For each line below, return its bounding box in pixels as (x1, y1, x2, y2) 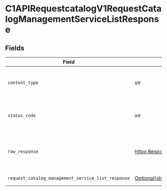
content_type (7, 80, 39, 85)
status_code (7, 113, 36, 118)
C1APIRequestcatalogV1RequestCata (5, 3, 162, 14)
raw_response (7, 149, 39, 154)
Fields (5, 44, 25, 52)
